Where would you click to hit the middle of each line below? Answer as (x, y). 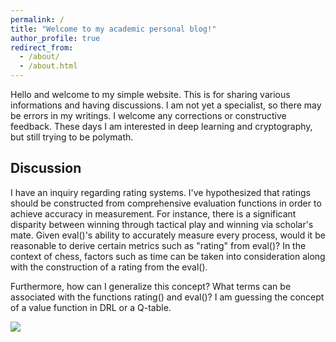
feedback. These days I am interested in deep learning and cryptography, (161, 126)
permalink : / (37, 19)
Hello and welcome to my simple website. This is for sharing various (150, 94)
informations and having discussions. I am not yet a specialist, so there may (166, 105)
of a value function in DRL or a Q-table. (91, 307)
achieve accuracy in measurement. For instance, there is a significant (153, 213)
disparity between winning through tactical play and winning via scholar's (162, 224)
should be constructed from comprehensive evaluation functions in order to (166, 203)
